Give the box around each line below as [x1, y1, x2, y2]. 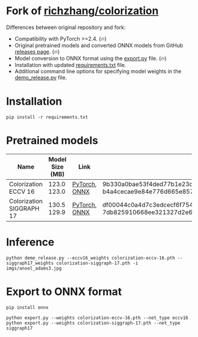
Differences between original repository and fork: [6, 24, 126, 31]
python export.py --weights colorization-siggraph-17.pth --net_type [6, 320, 181, 326]
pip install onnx [6, 304, 49, 310]
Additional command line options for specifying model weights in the [14, 67, 181, 74]
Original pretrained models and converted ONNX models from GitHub [14, 41, 184, 48]
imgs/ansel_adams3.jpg [6, 265, 62, 271]
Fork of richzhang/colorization [6, 4, 159, 18]
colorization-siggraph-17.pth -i [56, 260, 138, 266]
